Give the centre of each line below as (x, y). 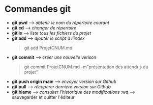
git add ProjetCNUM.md (48, 48)
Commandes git (38, 9)
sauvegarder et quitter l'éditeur (43, 97)
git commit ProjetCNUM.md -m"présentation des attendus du (86, 67)
